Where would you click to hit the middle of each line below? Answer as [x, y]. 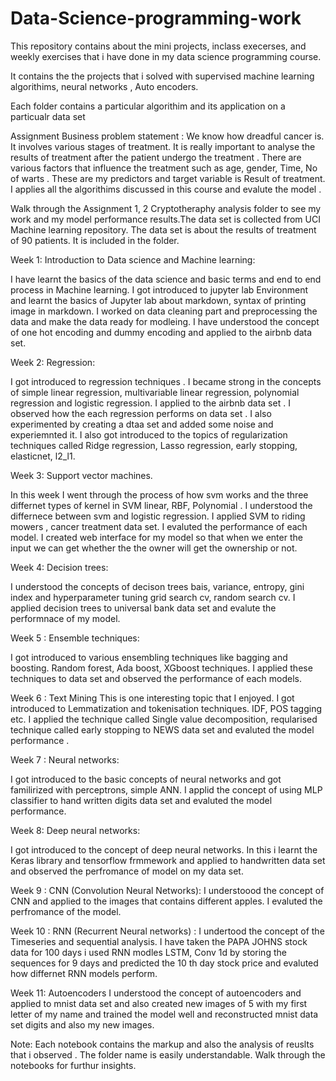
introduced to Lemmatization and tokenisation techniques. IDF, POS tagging [166, 708]
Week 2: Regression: [53, 362]
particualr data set [48, 116]
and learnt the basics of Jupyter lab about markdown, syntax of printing [158, 300]
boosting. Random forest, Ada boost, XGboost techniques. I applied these [161, 668]
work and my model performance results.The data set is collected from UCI [165, 219]
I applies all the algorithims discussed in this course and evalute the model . [166, 189]
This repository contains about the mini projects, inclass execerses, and [158, 46]
